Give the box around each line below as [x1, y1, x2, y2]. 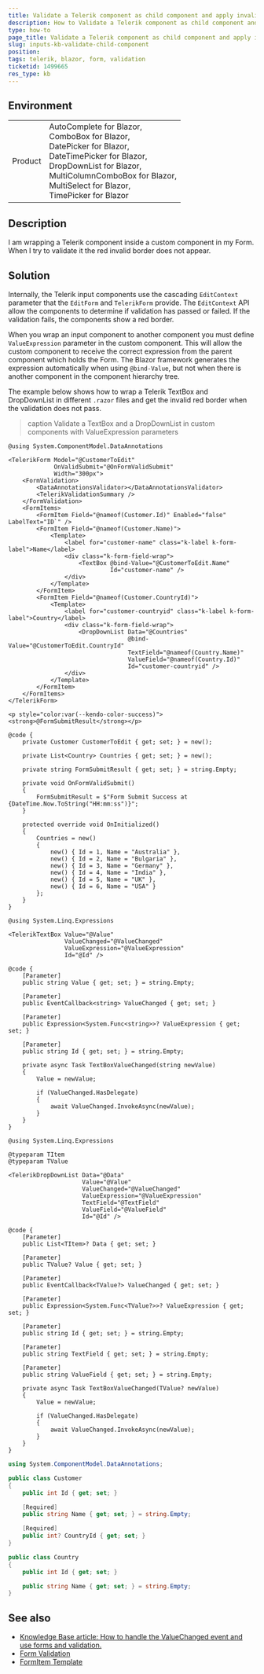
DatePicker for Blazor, [49, 141, 130, 152]
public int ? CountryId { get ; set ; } [22, 1532, 146, 1540]
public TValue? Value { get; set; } [22, 1261, 143, 1269]
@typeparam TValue [8, 1158, 68, 1166]
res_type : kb [8, 70, 51, 78]
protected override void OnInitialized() [22, 820, 159, 829]
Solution [8, 269, 50, 282]
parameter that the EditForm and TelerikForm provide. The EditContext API [8, 298, 250, 307]
